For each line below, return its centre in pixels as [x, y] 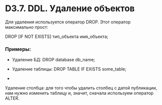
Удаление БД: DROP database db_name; [53, 60]
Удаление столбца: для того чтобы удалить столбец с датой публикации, [81, 88]
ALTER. [12, 98]
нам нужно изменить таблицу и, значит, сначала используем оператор [79, 93]
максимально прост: [27, 27]
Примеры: [18, 49]
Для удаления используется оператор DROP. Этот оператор [68, 22]
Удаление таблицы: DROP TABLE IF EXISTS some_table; [69, 69]
